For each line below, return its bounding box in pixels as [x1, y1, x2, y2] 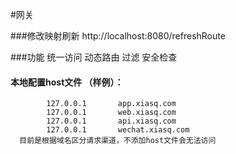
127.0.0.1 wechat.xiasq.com [46, 125, 190, 135]
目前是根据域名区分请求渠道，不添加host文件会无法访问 [19, 136, 217, 146]
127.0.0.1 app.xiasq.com [46, 99, 177, 109]
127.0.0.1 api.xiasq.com [46, 116, 177, 127]
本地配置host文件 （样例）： [10, 76, 124, 88]
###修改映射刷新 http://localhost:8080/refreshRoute [10, 30, 226, 42]
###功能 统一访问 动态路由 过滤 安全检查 [10, 51, 178, 63]
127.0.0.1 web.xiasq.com [46, 108, 177, 118]
